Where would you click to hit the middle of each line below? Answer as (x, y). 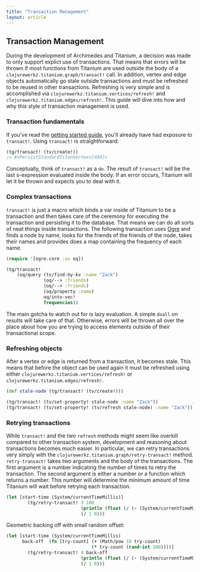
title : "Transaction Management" (48, 12)
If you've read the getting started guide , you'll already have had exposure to (99, 135)
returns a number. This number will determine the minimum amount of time (98, 480)
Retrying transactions (38, 423)
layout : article (26, 17)
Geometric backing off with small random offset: (65, 525)
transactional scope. (31, 333)
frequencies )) (61, 302)
